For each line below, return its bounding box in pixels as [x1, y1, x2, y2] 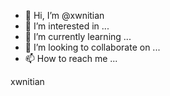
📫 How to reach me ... [24, 53, 118, 64]
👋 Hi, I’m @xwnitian [24, 10, 105, 21]
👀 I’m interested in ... [24, 20, 110, 32]
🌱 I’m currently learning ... [24, 31, 132, 42]
